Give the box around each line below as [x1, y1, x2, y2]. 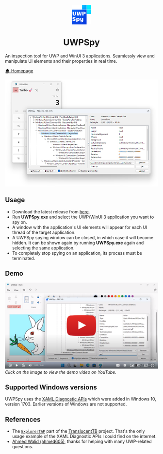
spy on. [12, 219, 27, 225]
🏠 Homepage [5, 68, 33, 73]
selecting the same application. [12, 245, 75, 251]
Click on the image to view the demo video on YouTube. [5, 369, 116, 375]
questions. [12, 444, 33, 450]
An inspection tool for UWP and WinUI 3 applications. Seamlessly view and [5, 53, 155, 59]
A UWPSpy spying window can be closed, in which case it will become [12, 234, 154, 240]
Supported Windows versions [5, 384, 97, 392]
